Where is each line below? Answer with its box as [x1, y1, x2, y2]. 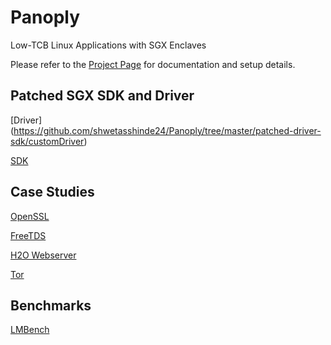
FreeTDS [10, 229, 47, 241]
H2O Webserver [10, 249, 77, 261]
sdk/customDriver [10, 135, 85, 147]
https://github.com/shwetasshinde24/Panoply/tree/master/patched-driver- [13, 124, 322, 136]
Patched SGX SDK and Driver [10, 87, 195, 105]
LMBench [10, 324, 50, 336]
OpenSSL [10, 210, 50, 222]
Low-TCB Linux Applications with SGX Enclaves [10, 39, 207, 51]
